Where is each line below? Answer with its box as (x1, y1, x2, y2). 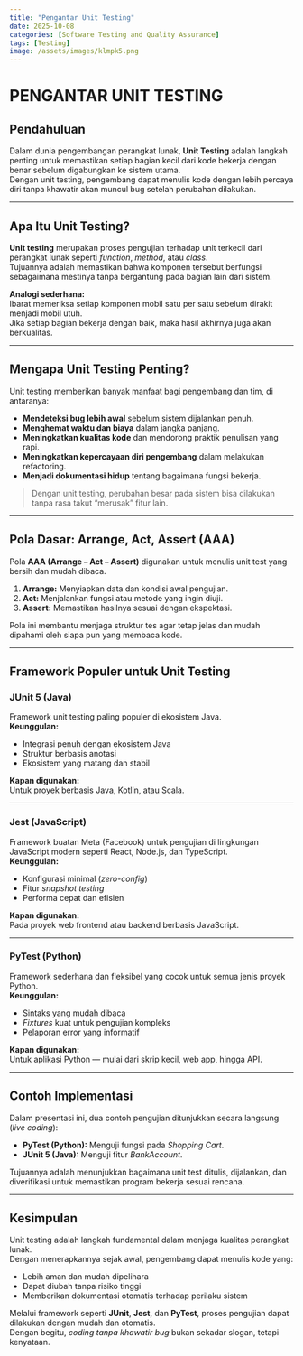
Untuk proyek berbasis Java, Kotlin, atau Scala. (9, 785, 185, 795)
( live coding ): (9, 1121, 59, 1133)
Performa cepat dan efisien (22, 892, 124, 903)
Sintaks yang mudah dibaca (22, 1008, 126, 1018)
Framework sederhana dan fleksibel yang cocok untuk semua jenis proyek (9, 971, 286, 981)
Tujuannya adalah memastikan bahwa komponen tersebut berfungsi (9, 261, 262, 272)
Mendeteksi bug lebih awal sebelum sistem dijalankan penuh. (22, 413, 254, 423)
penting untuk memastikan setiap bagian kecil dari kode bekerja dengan (9, 155, 277, 166)
